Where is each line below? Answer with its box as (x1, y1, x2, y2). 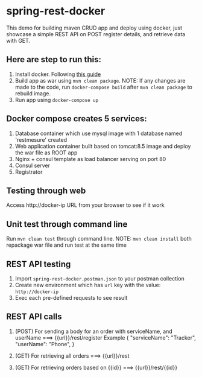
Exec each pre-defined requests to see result (14, 294, 128, 301)
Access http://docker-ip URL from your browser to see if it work (6, 201, 165, 209)
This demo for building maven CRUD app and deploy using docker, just (6, 24, 183, 31)
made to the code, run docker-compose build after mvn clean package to (14, 83, 193, 90)
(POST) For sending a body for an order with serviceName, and (14, 328, 173, 335)
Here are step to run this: (6, 54, 101, 65)
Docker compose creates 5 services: (6, 113, 148, 124)
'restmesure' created (14, 136, 68, 143)
